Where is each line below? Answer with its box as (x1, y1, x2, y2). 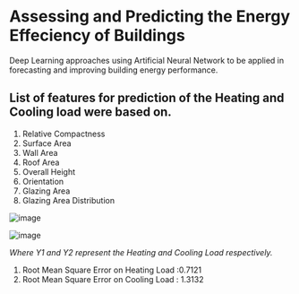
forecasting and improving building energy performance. (9, 65, 218, 75)
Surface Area (21, 137, 72, 149)
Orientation (21, 176, 64, 186)
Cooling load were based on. (9, 105, 172, 120)
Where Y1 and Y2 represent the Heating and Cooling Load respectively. (9, 246, 273, 257)
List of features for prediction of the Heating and (9, 91, 285, 106)
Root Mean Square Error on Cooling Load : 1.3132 (21, 273, 204, 284)
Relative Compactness (21, 128, 106, 139)
